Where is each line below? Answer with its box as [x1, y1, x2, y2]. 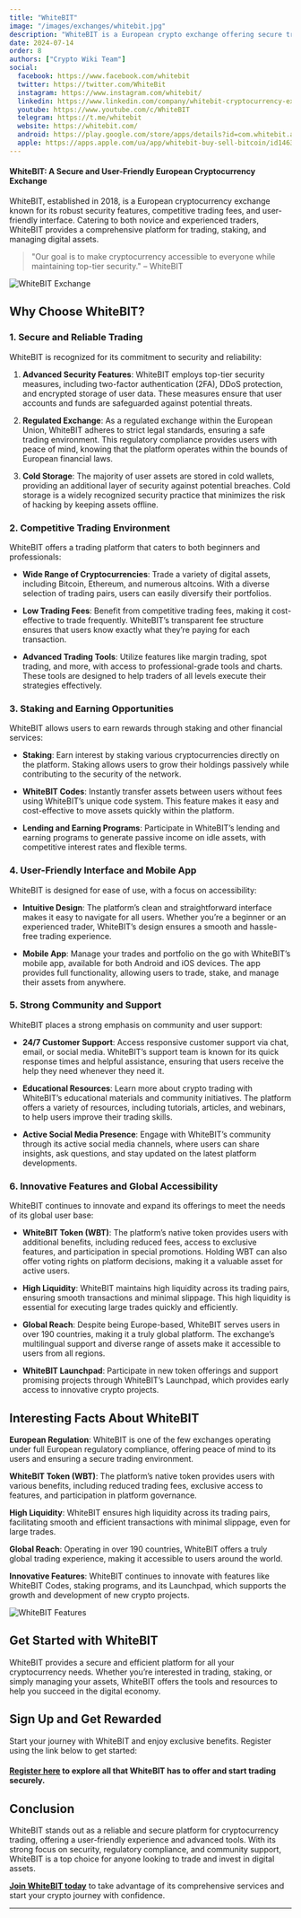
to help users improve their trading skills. [21, 1111, 173, 1122]
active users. [21, 1265, 70, 1276]
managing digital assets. [9, 233, 99, 244]
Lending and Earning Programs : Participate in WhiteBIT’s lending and [21, 823, 280, 833]
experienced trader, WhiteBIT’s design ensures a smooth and [21, 921, 248, 932]
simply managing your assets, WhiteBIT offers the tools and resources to [9, 1676, 278, 1686]
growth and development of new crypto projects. [9, 1589, 190, 1600]
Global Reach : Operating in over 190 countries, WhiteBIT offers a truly [9, 1544, 268, 1554]
